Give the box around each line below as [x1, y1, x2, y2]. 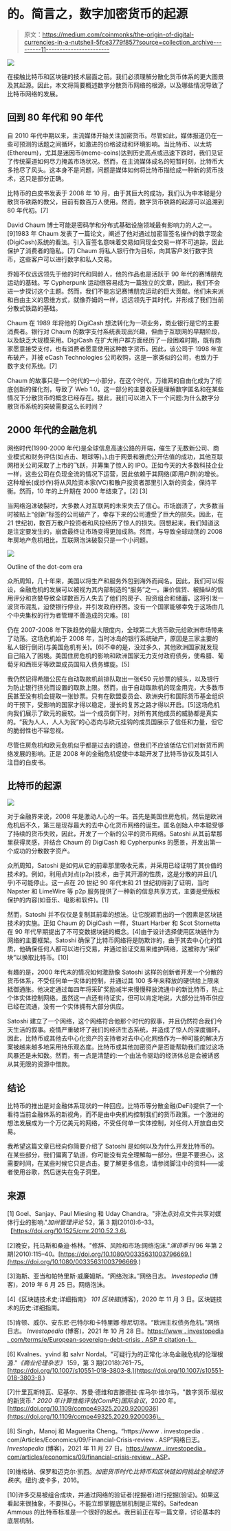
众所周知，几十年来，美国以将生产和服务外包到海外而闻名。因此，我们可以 [7, 576, 218, 585]
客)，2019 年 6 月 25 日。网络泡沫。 [7, 1281, 109, 1288]
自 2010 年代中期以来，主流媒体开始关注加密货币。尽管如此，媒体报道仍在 [7, 131, 217, 140]
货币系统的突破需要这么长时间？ [12, 402, 104, 410]
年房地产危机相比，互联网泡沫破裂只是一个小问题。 [7, 536, 152, 544]
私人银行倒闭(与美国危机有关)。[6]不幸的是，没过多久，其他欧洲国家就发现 [7, 642, 219, 651]
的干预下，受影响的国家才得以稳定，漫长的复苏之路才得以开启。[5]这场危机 [7, 700, 220, 708]
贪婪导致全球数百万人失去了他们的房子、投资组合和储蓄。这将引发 [30, 594, 218, 602]
